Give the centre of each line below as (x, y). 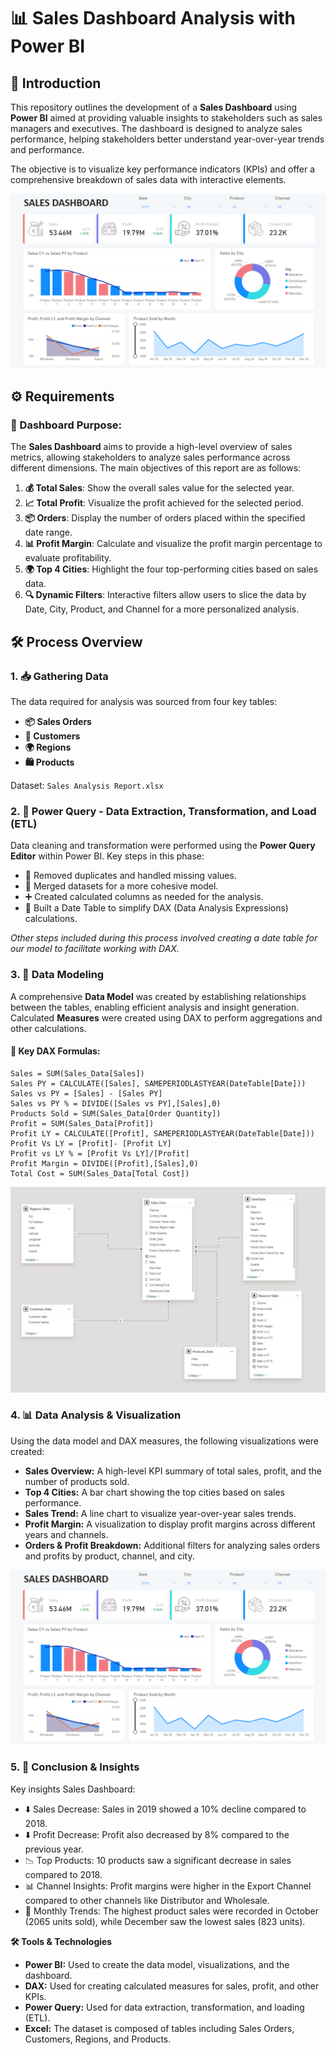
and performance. (47, 149)
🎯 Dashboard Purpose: (66, 425)
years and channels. (66, 1534)
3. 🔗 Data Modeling (57, 975)
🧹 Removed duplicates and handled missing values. (130, 876)
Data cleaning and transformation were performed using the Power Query (163, 846)
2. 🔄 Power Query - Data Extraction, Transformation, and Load (163, 811)
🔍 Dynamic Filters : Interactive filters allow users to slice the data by (165, 595)
